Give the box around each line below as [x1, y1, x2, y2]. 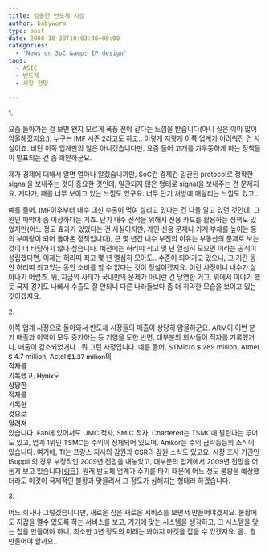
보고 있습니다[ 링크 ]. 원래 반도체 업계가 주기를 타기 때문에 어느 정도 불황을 [22, 466, 239, 476]
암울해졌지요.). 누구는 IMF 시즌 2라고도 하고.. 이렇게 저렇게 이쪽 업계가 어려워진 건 [8, 134, 253, 143]
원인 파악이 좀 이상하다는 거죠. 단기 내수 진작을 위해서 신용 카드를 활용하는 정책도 [8, 215, 249, 224]
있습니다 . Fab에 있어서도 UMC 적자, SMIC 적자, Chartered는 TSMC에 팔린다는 [8, 428, 244, 437]
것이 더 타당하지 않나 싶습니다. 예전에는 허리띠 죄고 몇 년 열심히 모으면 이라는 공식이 [8, 243, 257, 253]
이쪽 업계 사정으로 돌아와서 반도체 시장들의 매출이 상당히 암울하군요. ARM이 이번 [8, 323, 247, 332]
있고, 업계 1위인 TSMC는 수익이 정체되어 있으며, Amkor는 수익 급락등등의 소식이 [16, 438, 255, 447]
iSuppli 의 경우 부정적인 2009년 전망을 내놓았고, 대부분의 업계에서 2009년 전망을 [8, 456, 251, 466]
